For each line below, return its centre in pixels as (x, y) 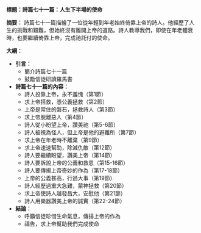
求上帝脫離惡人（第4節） (55, 117)
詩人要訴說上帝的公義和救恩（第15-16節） (76, 163)
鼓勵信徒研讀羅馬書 (48, 79)
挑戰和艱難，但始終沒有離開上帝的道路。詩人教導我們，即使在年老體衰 (105, 30)
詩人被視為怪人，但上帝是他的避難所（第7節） (82, 132)
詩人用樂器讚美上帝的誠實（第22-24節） (75, 201)
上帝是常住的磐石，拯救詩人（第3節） (71, 109)
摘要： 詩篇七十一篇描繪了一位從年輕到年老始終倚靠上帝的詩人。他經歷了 (98, 23)
